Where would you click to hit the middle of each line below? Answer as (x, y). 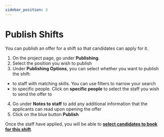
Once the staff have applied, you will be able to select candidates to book (82, 124)
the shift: (21, 74)
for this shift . (19, 129)
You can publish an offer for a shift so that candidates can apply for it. (77, 48)
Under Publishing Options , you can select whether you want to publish (85, 68)
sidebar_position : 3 (27, 10)
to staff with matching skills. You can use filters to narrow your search (84, 83)
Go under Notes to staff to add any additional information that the (80, 104)
